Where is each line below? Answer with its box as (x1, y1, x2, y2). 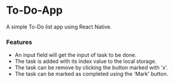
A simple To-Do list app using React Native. (6, 23, 112, 30)
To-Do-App (6, 4, 63, 17)
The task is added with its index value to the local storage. (14, 58, 157, 65)
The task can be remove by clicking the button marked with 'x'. (14, 64, 169, 71)
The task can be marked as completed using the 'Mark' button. (14, 71, 169, 78)
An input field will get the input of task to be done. (14, 52, 137, 59)
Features (6, 38, 33, 46)
